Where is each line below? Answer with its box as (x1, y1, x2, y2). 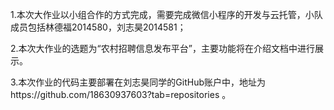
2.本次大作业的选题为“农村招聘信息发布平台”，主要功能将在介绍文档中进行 (10, 43, 315, 54)
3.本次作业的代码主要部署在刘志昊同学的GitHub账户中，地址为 (10, 76, 267, 88)
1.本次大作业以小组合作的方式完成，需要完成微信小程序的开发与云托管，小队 (10, 9, 323, 20)
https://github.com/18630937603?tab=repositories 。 (10, 89, 232, 100)
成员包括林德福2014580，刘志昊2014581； (10, 21, 187, 33)
